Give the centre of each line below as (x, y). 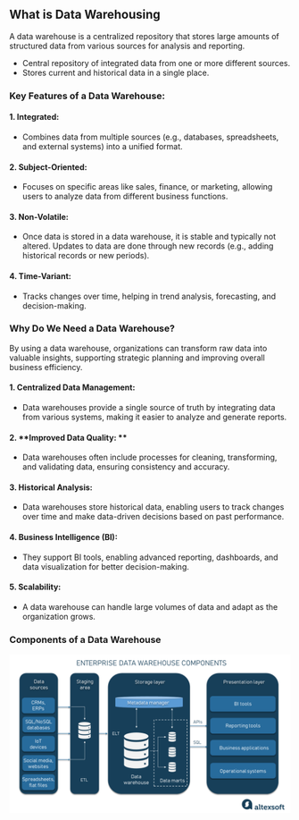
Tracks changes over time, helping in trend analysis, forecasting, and (149, 296)
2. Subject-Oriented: (48, 167)
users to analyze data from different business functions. (125, 197)
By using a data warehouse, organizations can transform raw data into (138, 348)
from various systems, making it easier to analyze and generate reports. (154, 417)
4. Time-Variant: (40, 275)
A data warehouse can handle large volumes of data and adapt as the (150, 606)
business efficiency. (46, 367)
